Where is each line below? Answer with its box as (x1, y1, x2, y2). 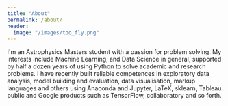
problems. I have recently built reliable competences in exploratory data (7, 70, 210, 78)
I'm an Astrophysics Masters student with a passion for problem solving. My (7, 48, 222, 56)
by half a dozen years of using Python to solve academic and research (7, 62, 207, 70)
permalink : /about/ (7, 16, 63, 23)
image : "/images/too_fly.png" (13, 29, 99, 36)
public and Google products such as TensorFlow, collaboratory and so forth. (7, 92, 222, 100)
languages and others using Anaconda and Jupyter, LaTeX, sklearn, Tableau (7, 84, 222, 92)
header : (7, 23, 29, 29)
